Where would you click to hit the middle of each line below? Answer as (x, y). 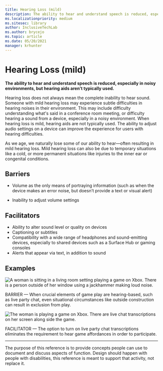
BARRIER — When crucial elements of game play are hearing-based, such (79, 295)
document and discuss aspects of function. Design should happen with (76, 353)
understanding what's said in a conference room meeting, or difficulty (75, 113)
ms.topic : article (24, 37)
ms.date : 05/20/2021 (26, 41)
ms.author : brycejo (25, 32)
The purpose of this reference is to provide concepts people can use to (76, 348)
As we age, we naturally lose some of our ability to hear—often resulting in (80, 143)
